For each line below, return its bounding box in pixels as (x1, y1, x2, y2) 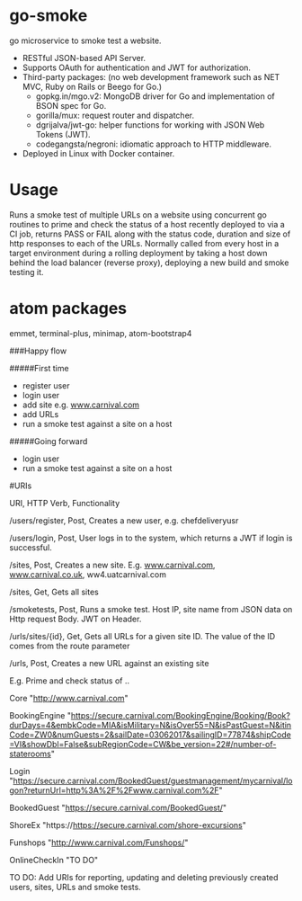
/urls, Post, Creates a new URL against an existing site (9, 657, 209, 668)
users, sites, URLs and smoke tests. (9, 881, 141, 892)
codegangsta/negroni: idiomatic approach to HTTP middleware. (35, 138, 272, 149)
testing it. (9, 266, 44, 277)
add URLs (22, 408, 59, 419)
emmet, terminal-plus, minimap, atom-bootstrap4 (9, 327, 192, 338)
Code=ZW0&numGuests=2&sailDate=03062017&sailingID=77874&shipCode (9, 729, 292, 740)
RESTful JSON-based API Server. (22, 52, 147, 63)
